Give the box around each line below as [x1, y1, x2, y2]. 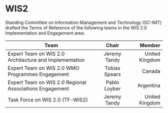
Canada [142, 68, 160, 75]
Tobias [104, 64, 121, 71]
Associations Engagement [7, 85, 69, 92]
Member [139, 42, 160, 49]
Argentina [137, 82, 160, 89]
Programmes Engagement [7, 71, 69, 78]
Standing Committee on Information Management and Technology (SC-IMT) [5, 19, 162, 25]
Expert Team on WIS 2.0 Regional [7, 79, 86, 86]
